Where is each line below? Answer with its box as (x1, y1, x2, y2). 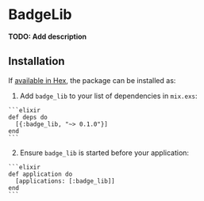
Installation (8, 55, 65, 68)
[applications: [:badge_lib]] (15, 176, 115, 185)
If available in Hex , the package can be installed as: (8, 75, 176, 85)
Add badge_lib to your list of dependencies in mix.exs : (19, 91, 198, 100)
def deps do (8, 113, 48, 121)
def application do (8, 170, 73, 178)
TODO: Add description (8, 32, 87, 41)
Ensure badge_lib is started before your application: (19, 148, 189, 157)
